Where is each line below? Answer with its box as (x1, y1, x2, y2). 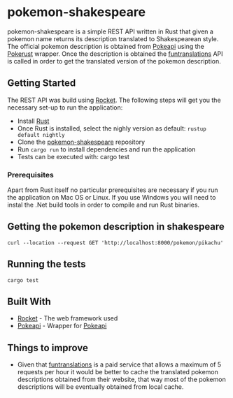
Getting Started (7, 78, 76, 89)
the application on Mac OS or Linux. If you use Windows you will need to (7, 193, 216, 202)
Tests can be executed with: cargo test (17, 152, 129, 161)
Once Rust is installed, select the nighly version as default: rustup (17, 124, 206, 133)
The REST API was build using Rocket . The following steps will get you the (7, 96, 222, 104)
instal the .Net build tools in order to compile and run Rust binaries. (7, 200, 200, 209)
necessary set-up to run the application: (7, 103, 123, 112)
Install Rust (17, 117, 50, 125)
